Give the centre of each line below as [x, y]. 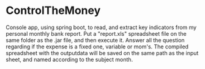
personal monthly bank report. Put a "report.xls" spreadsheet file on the [96, 33]
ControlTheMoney [53, 11]
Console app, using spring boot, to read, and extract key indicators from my [101, 27]
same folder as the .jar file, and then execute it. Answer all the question [95, 40]
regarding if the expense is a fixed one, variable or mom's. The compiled [97, 47]
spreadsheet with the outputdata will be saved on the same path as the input [102, 53]
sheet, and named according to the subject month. [69, 59]
